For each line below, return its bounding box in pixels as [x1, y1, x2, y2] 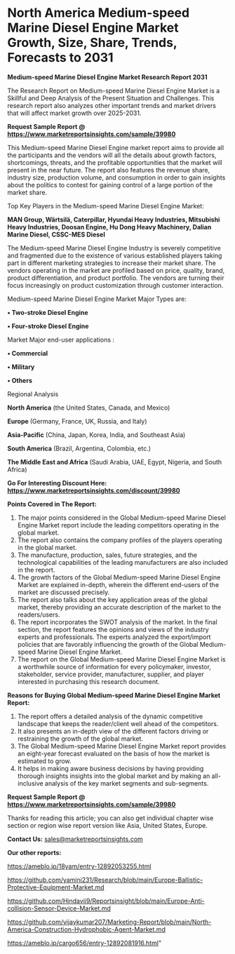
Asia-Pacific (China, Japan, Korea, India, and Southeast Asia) [7, 430, 186, 439]
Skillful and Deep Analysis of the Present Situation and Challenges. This [7, 93, 215, 102]
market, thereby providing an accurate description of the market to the [17, 603, 222, 611]
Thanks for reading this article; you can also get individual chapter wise [7, 814, 214, 822]
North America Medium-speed [7, 5, 190, 21]
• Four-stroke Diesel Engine [7, 321, 89, 330]
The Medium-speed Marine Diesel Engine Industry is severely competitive [7, 243, 221, 252]
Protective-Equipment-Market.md [7, 882, 105, 892]
